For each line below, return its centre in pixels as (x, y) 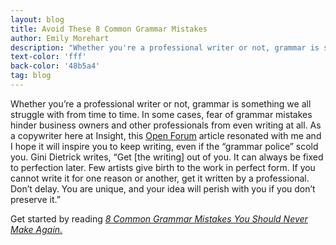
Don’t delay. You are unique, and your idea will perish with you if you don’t (163, 188)
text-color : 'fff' (48, 57)
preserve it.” (35, 199)
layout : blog (37, 19)
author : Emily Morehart (60, 38)
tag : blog (31, 76)
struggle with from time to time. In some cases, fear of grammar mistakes (161, 114)
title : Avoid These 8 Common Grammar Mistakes (109, 29)
